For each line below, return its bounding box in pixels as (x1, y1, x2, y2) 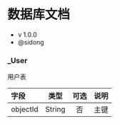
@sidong (17, 38, 44, 46)
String (45, 104, 66, 114)
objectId (11, 104, 39, 114)
